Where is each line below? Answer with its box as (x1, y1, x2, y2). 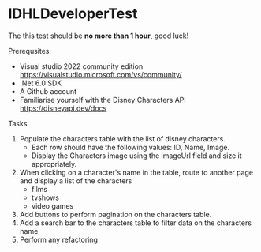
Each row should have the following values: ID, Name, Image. (31, 142, 230, 152)
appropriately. (31, 159, 77, 168)
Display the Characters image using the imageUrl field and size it (31, 151, 242, 160)
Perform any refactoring (19, 235, 99, 244)
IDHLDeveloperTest (8, 5, 138, 23)
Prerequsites (8, 46, 50, 55)
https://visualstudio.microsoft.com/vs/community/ (19, 70, 183, 79)
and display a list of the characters (19, 175, 132, 186)
